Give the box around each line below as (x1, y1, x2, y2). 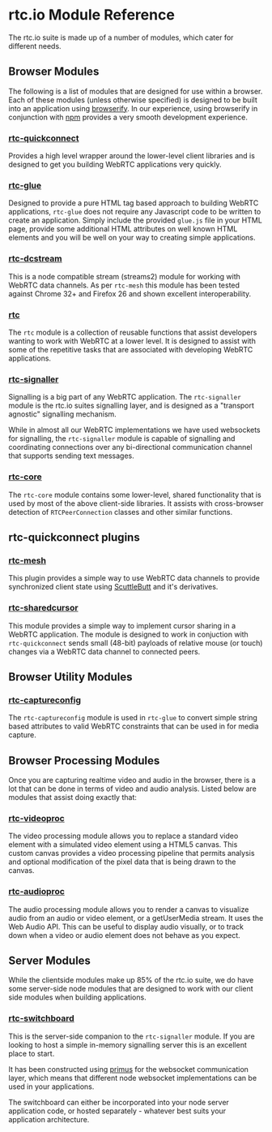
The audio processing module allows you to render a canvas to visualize (8, 904, 249, 914)
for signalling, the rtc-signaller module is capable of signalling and (8, 434, 236, 443)
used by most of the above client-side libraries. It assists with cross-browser (8, 498, 264, 508)
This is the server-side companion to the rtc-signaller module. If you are (8, 1031, 255, 1041)
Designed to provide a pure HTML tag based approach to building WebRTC (8, 198, 259, 208)
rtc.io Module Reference (8, 6, 176, 24)
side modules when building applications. (8, 992, 147, 1002)
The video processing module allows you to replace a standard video (8, 831, 239, 841)
